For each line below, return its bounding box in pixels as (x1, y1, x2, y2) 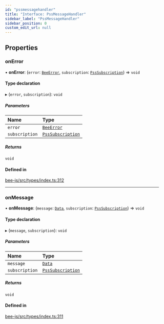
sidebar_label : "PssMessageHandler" (5, 16, 80, 21)
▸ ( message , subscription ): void (5, 227, 67, 233)
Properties (5, 44, 38, 52)
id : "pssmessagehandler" (5, 7, 56, 12)
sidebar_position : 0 (5, 21, 47, 26)
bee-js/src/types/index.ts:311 (5, 313, 63, 319)
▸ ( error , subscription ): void (5, 92, 62, 97)
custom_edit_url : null (5, 25, 51, 30)
